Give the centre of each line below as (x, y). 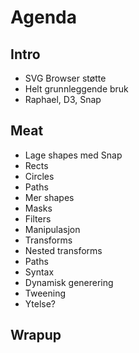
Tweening (45, 293)
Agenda (43, 17)
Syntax (39, 272)
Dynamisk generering (69, 282)
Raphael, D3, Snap (63, 99)
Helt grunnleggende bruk (76, 89)
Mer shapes (49, 197)
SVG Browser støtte (65, 78)
